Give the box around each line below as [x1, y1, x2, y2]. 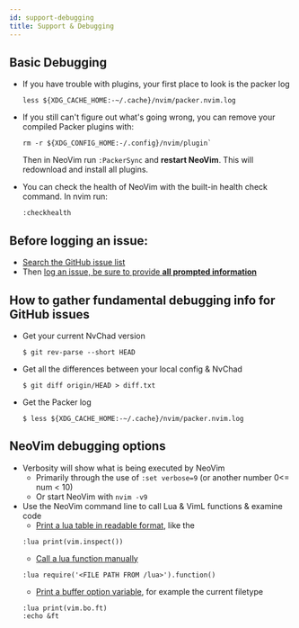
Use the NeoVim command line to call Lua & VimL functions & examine [22, 500, 283, 511]
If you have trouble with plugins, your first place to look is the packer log [22, 78, 290, 90]
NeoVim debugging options [9, 438, 166, 454]
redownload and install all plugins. [22, 164, 149, 175]
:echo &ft [22, 611, 60, 621]
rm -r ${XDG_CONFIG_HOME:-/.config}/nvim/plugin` [22, 139, 213, 148]
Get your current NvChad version [22, 330, 145, 341]
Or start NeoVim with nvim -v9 [35, 491, 148, 502]
